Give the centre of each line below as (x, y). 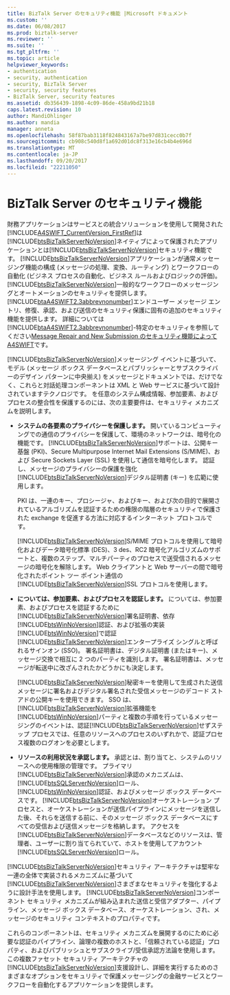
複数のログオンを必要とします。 (68, 742)
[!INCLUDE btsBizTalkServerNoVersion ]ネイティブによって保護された (104, 241)
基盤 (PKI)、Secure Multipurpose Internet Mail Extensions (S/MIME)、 (115, 451)
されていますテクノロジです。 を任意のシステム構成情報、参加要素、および (113, 393)
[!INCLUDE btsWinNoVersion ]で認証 (67, 633)
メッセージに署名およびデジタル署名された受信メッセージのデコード (113, 690)
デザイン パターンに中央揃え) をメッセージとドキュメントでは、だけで (118, 376)
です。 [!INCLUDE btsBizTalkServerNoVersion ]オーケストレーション (117, 800)
